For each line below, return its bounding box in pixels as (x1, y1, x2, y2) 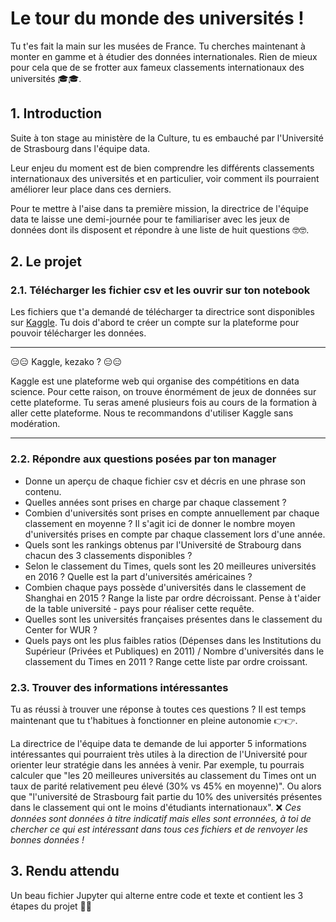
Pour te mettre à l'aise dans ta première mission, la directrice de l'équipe (10, 202, 309, 214)
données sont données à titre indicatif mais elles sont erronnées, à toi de (10, 813, 312, 825)
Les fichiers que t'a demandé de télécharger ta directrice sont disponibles (10, 306, 315, 318)
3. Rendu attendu (10, 863, 120, 880)
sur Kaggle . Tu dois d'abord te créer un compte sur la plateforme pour (10, 317, 300, 329)
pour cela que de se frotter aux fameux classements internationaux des (10, 61, 305, 73)
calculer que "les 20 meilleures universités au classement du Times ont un (10, 770, 317, 782)
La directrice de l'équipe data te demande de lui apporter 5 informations (10, 738, 307, 750)
